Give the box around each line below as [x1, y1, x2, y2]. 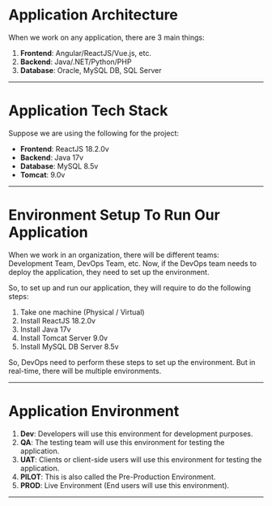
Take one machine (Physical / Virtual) [19, 307, 145, 317]
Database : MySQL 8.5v [19, 161, 99, 171]
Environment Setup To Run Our [8, 206, 220, 225]
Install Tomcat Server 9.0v [19, 332, 108, 342]
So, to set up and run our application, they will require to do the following [8, 282, 251, 293]
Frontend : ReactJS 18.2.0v [19, 144, 109, 153]
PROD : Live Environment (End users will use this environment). [19, 480, 229, 490]
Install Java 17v [19, 324, 71, 334]
